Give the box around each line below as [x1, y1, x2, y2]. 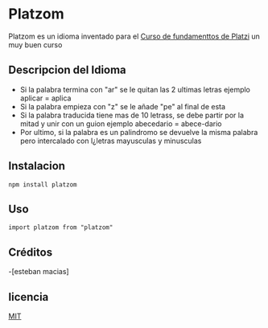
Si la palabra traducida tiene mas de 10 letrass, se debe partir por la [19, 110, 244, 120]
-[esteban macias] [8, 267, 70, 277]
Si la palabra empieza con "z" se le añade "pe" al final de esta [19, 101, 226, 111]
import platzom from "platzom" [8, 223, 113, 232]
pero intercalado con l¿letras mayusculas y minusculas [19, 136, 202, 146]
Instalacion [8, 159, 66, 173]
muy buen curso [8, 39, 63, 49]
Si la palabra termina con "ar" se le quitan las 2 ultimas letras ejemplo [19, 84, 251, 94]
